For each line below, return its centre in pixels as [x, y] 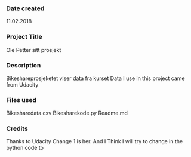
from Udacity [22, 84]
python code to [25, 148]
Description [24, 65]
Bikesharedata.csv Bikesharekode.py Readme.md [67, 113]
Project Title [24, 37]
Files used [21, 100]
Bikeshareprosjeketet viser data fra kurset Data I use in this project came [95, 78]
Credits [17, 128]
